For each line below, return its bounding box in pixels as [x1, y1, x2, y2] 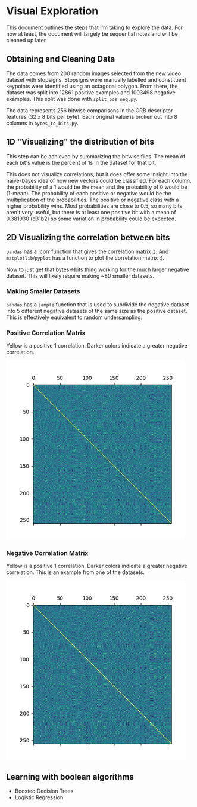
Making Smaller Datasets [6, 287, 80, 296]
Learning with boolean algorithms [6, 772, 134, 782]
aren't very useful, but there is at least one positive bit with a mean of [6, 208, 177, 216]
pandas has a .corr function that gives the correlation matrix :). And [6, 248, 169, 255]
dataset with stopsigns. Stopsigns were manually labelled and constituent [6, 76, 186, 83]
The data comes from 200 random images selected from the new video [6, 70, 182, 77]
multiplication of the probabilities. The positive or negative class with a [6, 196, 179, 203]
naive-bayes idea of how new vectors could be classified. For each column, [6, 177, 192, 184]
